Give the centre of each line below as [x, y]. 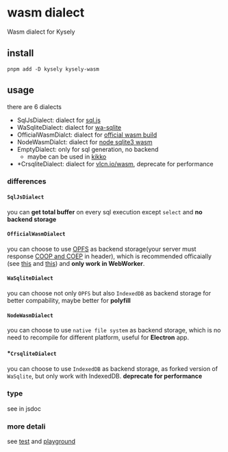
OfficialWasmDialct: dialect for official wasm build [87, 135]
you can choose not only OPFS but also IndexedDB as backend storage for [109, 293]
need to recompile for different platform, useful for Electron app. [98, 337]
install [21, 53]
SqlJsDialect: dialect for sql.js [59, 120]
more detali [26, 426]
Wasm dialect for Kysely [41, 32]
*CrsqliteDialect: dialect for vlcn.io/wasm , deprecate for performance [115, 163]
